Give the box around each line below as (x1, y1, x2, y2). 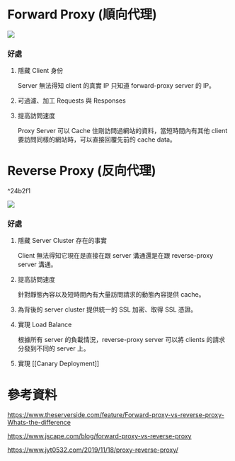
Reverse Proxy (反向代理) (7, 163, 156, 179)
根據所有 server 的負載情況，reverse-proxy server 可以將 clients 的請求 (17, 336, 225, 344)
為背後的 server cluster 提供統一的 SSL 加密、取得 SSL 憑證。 (17, 305, 197, 314)
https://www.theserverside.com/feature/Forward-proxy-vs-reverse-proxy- (7, 411, 224, 419)
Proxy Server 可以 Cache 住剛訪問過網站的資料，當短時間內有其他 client (17, 127, 228, 135)
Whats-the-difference (7, 419, 71, 427)
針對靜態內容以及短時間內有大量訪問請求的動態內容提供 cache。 (17, 290, 205, 299)
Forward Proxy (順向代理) (7, 6, 157, 23)
